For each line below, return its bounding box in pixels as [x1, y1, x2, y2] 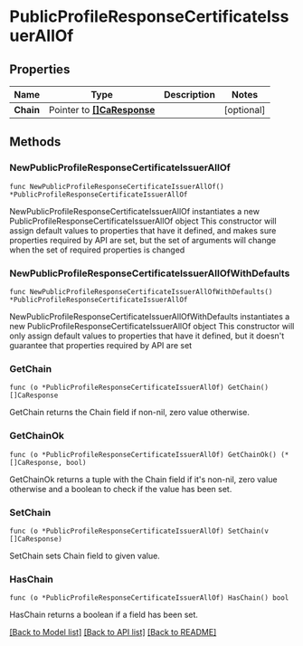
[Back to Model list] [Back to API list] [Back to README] [9, 627, 217, 638]
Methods [9, 134, 62, 150]
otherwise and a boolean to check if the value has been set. [9, 483, 232, 494]
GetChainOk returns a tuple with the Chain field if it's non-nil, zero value [9, 473, 278, 485]
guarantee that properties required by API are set [9, 339, 193, 350]
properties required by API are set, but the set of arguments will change [9, 234, 277, 245]
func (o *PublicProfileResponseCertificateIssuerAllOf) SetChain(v [9, 527, 270, 536]
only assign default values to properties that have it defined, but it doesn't [9, 330, 285, 341]
